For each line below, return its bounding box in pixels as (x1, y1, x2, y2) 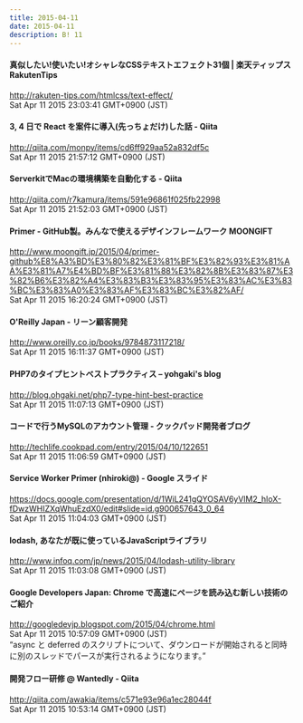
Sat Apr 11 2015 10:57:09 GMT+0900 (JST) (9, 629, 167, 640)
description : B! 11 (9, 30, 83, 39)
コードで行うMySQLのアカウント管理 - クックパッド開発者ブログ (9, 420, 251, 431)
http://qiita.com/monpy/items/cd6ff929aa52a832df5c (9, 141, 210, 152)
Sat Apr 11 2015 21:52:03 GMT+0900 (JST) (9, 203, 168, 214)
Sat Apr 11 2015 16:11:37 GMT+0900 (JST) (9, 346, 165, 358)
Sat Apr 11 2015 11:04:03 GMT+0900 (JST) (9, 513, 167, 524)
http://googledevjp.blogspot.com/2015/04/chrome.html (9, 619, 215, 630)
